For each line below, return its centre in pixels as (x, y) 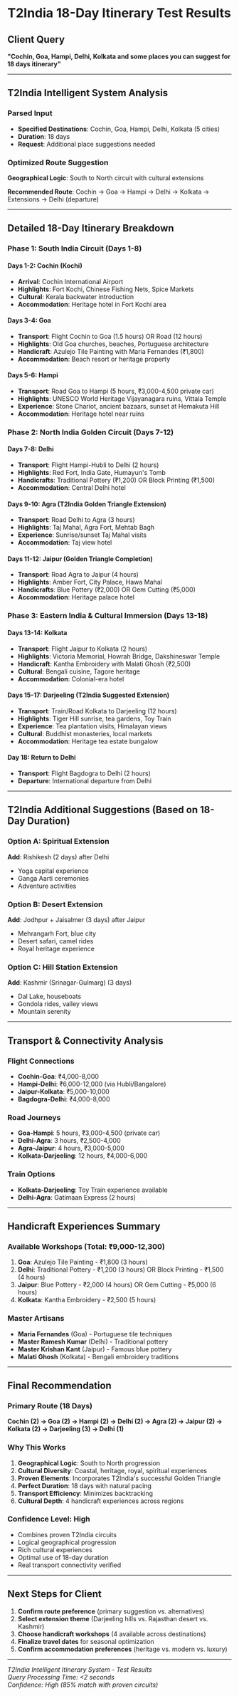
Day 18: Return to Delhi (42, 758)
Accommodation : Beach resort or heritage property (94, 359)
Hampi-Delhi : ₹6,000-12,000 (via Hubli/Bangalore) (92, 1084)
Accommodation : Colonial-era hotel (71, 679)
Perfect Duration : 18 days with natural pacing (84, 1485)
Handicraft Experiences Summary (84, 1226)
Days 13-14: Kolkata (37, 632)
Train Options (31, 1174)
